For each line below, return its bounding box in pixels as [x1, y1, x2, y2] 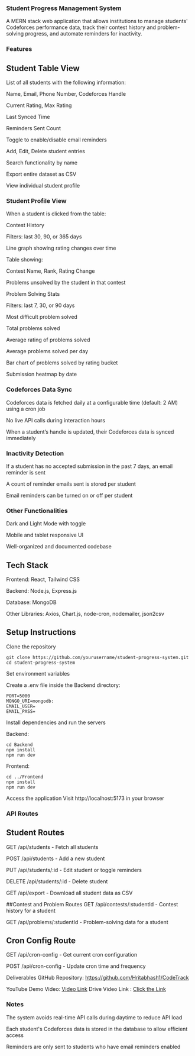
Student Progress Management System [6, 4, 122, 12]
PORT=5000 [6, 693, 31, 699]
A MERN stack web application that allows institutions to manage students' [6, 18, 188, 25]
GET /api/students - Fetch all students [6, 843, 99, 850]
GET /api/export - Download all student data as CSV [6, 889, 133, 896]
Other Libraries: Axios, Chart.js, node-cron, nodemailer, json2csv [6, 611, 164, 618]
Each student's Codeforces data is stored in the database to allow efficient [6, 1025, 188, 1032]
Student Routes [6, 828, 65, 838]
